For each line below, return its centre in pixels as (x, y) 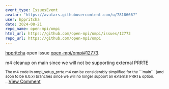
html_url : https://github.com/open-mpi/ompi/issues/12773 (68, 34)
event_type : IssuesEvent (32, 10)
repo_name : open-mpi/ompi (33, 29)
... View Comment (23, 81)
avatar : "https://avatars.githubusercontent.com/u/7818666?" (72, 15)
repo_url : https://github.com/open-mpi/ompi (53, 39)
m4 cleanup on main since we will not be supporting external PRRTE (77, 63)
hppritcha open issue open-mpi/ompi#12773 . (52, 53)
